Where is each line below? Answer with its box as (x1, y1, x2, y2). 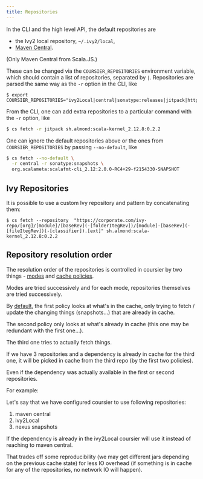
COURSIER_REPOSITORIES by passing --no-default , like (6, 143, 138, 150)
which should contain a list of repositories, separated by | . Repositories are (6, 73, 193, 81)
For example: (6, 386, 39, 394)
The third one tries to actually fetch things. (6, 338, 112, 346)
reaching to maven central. (6, 441, 73, 449)
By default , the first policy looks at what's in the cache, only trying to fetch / (6, 302, 195, 309)
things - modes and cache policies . (6, 272, 94, 280)
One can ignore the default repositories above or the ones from (6, 137, 164, 144)
